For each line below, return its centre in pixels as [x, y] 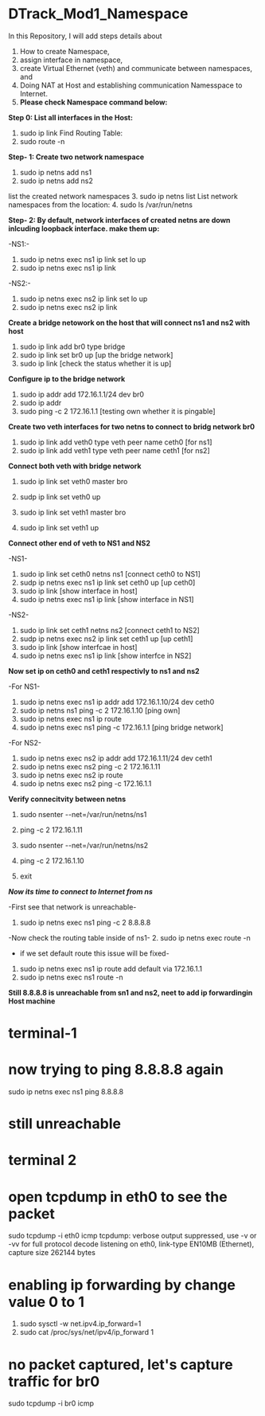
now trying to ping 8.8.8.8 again [116, 1070]
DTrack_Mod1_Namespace [98, 14]
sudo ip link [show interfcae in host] [78, 647]
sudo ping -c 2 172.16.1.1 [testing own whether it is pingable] [118, 411]
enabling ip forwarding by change [122, 1285]
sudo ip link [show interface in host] [78, 591]
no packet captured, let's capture [121, 1365]
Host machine [32, 1001]
